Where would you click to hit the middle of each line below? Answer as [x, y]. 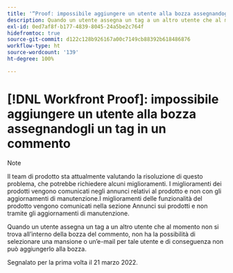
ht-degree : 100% [31, 59]
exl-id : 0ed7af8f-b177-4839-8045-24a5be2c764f [76, 26]
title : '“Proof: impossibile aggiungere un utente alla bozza [99, 14]
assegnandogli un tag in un [87, 129]
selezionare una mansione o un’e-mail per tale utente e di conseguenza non [115, 241]
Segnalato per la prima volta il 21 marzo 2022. [73, 262]
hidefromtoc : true [34, 33]
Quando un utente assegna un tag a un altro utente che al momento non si [113, 226]
